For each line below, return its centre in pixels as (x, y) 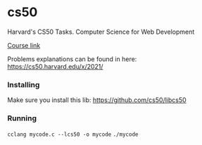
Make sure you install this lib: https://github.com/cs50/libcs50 (97, 100)
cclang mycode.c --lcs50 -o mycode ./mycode (73, 134)
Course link (24, 45)
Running (22, 118)
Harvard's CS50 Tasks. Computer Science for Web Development (101, 32)
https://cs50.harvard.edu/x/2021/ (55, 66)
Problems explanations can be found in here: (72, 59)
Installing (24, 84)
